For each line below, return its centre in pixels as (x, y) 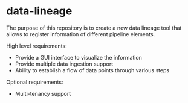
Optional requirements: (35, 82)
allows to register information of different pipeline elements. (81, 34)
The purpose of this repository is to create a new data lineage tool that (94, 28)
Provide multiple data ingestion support (64, 64)
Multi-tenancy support (43, 93)
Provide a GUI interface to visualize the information (78, 57)
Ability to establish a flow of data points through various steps (92, 70)
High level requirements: (37, 46)
